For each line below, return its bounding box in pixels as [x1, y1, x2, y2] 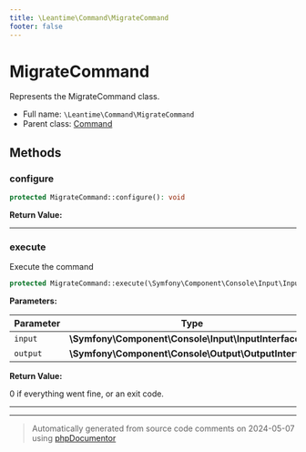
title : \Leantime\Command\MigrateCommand [9, 13, 169, 23]
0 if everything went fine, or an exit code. [9, 388, 164, 399]
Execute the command [9, 262, 94, 272]
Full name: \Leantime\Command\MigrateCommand [22, 108, 195, 119]
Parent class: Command [22, 118, 113, 129]
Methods [9, 145, 62, 160]
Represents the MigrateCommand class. [9, 91, 160, 102]
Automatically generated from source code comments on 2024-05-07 [31, 423, 295, 434]
